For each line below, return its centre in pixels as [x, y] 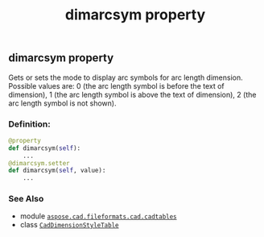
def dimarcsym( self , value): [57, 171]
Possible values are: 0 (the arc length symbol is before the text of [117, 85]
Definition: [29, 124]
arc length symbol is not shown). [62, 103]
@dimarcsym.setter [39, 163]
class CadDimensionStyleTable [69, 225]
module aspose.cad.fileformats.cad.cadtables [98, 216]
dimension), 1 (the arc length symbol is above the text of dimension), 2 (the [132, 94]
